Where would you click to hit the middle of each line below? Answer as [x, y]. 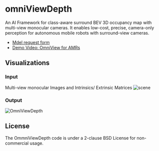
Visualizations [27, 63]
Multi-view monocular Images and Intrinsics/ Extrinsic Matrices [69, 87]
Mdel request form [31, 42]
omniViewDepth [39, 9]
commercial [17, 143]
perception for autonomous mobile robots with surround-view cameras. [77, 33]
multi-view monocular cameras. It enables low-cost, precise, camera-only [79, 27]
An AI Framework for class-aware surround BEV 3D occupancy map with [79, 22]
